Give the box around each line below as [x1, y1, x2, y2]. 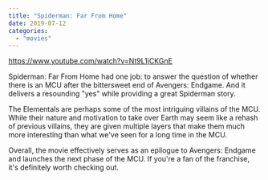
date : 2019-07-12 [8, 19, 67, 27]
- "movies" [15, 34, 52, 43]
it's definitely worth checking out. [8, 162, 119, 173]
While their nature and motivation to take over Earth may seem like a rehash [8, 113, 258, 123]
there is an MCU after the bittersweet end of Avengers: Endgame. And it [8, 80, 246, 90]
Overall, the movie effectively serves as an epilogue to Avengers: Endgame [8, 145, 257, 155]
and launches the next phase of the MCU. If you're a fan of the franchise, [8, 154, 250, 164]
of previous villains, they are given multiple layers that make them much [8, 121, 246, 131]
